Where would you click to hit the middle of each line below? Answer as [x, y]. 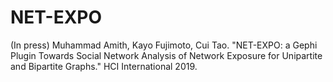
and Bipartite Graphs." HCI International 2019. [104, 66]
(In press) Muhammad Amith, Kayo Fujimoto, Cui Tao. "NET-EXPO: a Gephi [164, 45]
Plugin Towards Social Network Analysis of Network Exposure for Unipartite [166, 55]
